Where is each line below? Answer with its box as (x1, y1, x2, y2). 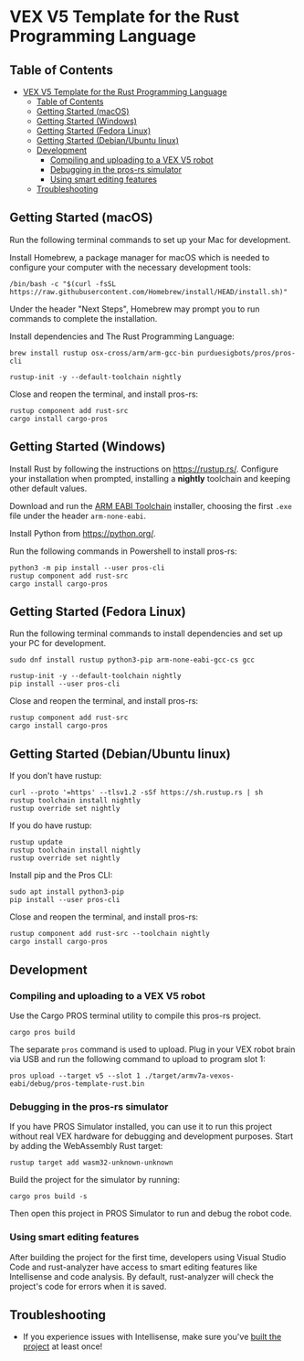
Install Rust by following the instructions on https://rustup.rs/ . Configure (9, 463, 278, 474)
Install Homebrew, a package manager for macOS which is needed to (9, 251, 270, 262)
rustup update (9, 838, 64, 847)
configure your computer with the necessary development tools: (9, 261, 252, 272)
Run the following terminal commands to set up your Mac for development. (9, 234, 291, 245)
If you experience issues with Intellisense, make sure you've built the (22, 1332, 282, 1343)
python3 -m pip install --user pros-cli (9, 563, 166, 572)
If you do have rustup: (9, 820, 93, 831)
